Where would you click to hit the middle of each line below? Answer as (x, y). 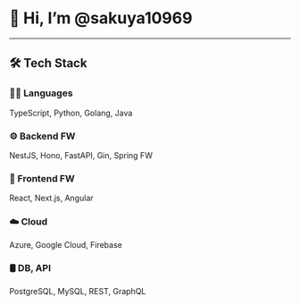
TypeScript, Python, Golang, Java (71, 113)
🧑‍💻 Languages (41, 93)
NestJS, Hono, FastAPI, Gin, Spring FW (81, 155)
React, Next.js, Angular (51, 198)
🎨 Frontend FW (42, 178)
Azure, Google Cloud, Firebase (66, 244)
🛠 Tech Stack (48, 63)
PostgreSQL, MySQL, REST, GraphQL (78, 291)
